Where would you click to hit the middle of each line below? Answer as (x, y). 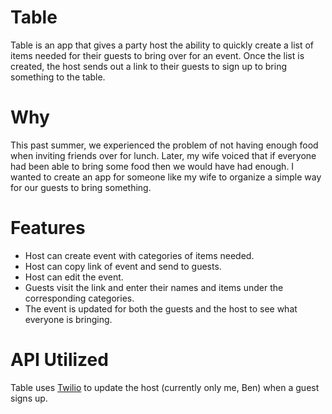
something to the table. (58, 77)
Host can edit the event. (74, 277)
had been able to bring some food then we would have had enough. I (152, 166)
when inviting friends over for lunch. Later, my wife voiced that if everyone (163, 155)
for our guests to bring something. (81, 187)
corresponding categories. (79, 298)
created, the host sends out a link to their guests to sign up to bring (148, 66)
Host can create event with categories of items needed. (139, 255)
